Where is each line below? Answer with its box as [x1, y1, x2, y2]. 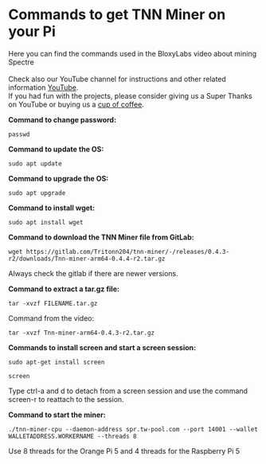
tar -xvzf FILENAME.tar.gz [8, 299, 98, 307]
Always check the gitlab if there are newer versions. [8, 268, 179, 278]
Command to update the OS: [8, 144, 104, 154]
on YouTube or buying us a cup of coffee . [8, 99, 145, 109]
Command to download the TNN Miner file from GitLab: [8, 232, 194, 242]
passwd [8, 130, 30, 138]
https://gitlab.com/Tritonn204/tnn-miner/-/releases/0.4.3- [25, 248, 229, 255]
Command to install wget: [8, 203, 96, 213]
